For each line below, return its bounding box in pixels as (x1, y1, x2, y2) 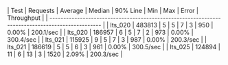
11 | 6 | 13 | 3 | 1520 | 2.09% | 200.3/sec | (7, 50, 123, 58)
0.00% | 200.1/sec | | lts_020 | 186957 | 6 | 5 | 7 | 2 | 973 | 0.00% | (7, 28, 194, 36)
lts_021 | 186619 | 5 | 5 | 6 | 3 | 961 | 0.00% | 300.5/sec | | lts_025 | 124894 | (7, 43, 221, 51)
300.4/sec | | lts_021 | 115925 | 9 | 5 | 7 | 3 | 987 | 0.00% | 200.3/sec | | (7, 36, 207, 44)
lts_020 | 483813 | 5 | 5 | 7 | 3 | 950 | (110, 21, 214, 29)
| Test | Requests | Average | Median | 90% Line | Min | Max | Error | (7, 7, 199, 14)
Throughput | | (7, 14, 48, 22)
